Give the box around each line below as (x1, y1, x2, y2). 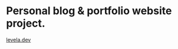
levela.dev (6, 36, 31, 43)
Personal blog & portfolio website (6, 4, 172, 18)
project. (6, 17, 45, 30)
